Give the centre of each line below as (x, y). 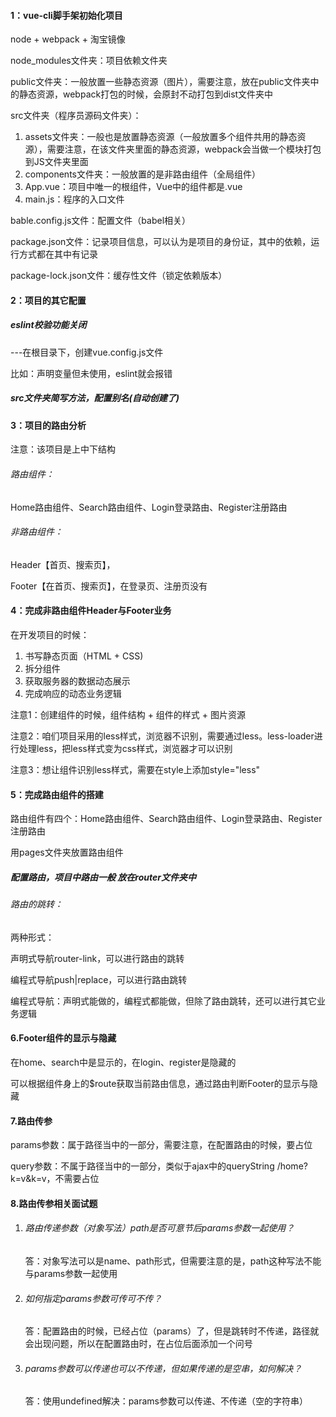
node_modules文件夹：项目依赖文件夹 (89, 61)
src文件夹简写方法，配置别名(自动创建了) (95, 398)
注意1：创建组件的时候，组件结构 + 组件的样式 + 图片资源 (128, 714)
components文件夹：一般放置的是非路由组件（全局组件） (142, 174)
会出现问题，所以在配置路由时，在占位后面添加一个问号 (138, 1344)
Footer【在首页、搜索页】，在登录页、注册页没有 (109, 586)
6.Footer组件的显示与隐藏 (63, 1038)
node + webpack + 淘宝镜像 (68, 39)
